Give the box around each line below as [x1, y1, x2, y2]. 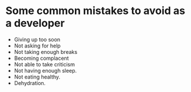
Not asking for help [14, 42, 61, 49]
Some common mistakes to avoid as [5, 4, 186, 18]
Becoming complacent [14, 54, 69, 62]
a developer [5, 16, 65, 30]
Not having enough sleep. [14, 67, 77, 74]
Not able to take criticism [14, 60, 75, 68]
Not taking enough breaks [14, 48, 78, 55]
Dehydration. [14, 79, 46, 86]
